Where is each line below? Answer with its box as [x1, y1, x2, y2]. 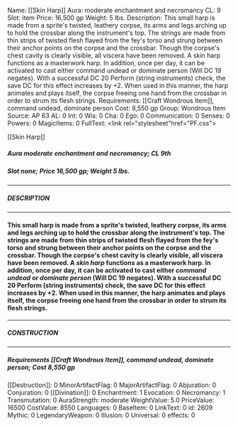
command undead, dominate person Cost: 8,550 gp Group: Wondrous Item [7, 104, 226, 112]
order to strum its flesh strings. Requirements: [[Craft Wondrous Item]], [7, 96, 215, 105]
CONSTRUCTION [7, 329, 59, 337]
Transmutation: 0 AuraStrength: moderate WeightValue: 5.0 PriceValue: [7, 396, 215, 405]
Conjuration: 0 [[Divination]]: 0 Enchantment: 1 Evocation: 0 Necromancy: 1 [7, 388, 225, 397]
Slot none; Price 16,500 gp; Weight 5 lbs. [7, 167, 130, 175]
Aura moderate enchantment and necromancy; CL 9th [7, 149, 171, 157]
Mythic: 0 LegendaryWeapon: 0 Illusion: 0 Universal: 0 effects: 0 [7, 411, 195, 420]
